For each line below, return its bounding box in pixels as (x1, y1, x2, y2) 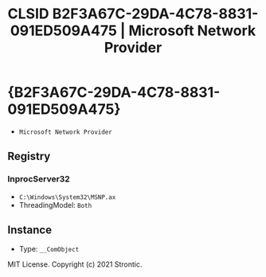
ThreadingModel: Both (18, 200, 92, 209)
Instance (7, 224, 53, 237)
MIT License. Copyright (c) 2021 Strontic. (7, 259, 143, 269)
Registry (7, 150, 51, 163)
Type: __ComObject (18, 244, 80, 254)
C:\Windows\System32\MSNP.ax (18, 193, 116, 201)
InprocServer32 (7, 174, 71, 185)
